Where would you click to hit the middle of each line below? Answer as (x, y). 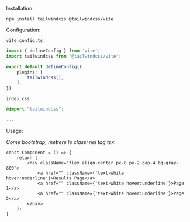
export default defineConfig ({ (44, 66)
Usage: (15, 131)
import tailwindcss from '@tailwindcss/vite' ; (64, 56)
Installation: (20, 8)
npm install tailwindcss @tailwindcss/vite (60, 19)
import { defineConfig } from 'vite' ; (53, 51)
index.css (18, 99)
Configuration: (23, 30)
